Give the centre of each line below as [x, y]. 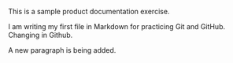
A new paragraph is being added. [62, 50]
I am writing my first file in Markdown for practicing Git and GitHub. [117, 26]
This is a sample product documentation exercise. [89, 11]
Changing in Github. [41, 35]
